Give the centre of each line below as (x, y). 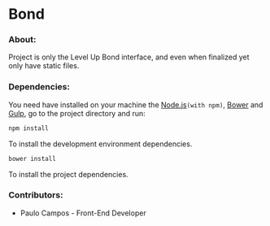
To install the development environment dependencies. (100, 144)
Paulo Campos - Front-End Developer (83, 213)
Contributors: (36, 195)
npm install (28, 128)
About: (22, 40)
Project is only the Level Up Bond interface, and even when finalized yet (129, 57)
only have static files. (44, 66)
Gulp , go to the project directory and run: (77, 113)
